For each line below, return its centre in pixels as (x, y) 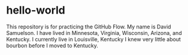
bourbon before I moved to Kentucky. (52, 46)
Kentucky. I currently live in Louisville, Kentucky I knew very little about (94, 39)
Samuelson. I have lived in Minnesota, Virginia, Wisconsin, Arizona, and (94, 33)
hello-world (36, 10)
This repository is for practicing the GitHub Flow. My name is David (89, 27)
